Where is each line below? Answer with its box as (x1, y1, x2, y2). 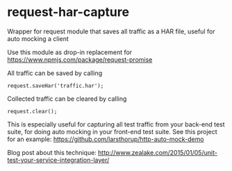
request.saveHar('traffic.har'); (7, 82, 104, 89)
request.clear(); (7, 108, 58, 115)
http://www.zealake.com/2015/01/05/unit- (98, 148, 217, 156)
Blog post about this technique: (7, 148, 97, 156)
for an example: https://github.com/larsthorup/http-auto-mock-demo (7, 135, 204, 143)
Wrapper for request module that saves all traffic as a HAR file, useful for (7, 27, 215, 35)
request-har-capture (7, 4, 130, 20)
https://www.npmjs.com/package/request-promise (7, 55, 153, 63)
